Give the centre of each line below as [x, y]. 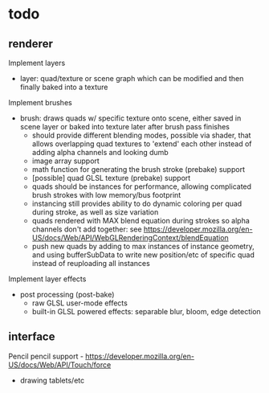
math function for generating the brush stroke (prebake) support [138, 169]
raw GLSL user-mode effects [80, 303]
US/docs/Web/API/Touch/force [60, 364]
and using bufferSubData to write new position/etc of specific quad [143, 255]
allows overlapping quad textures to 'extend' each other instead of [142, 144]
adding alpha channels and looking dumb [100, 152]
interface [32, 337]
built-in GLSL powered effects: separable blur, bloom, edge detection [146, 311]
